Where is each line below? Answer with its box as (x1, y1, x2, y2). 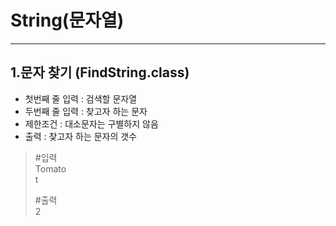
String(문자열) (10, 9, 125, 32)
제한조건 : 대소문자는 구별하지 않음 (24, 117, 159, 130)
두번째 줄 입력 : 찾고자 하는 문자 (24, 105, 148, 117)
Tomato (34, 162, 67, 175)
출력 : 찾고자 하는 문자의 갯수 (24, 130, 138, 142)
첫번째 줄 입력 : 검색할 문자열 (24, 92, 138, 105)
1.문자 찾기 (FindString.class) (10, 64, 190, 81)
